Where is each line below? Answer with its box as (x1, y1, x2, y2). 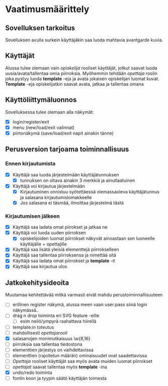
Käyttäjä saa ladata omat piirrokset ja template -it (12, 258, 116, 264)
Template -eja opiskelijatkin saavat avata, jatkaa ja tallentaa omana (5, 81, 144, 87)
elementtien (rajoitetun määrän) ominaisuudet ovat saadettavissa (12, 352, 147, 358)
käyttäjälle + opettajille (20, 241, 67, 247)
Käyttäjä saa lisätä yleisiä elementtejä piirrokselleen (12, 246, 119, 252)
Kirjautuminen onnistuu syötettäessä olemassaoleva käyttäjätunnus (20, 188, 160, 195)
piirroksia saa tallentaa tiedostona (12, 341, 82, 347)
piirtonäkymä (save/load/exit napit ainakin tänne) (12, 130, 114, 136)
